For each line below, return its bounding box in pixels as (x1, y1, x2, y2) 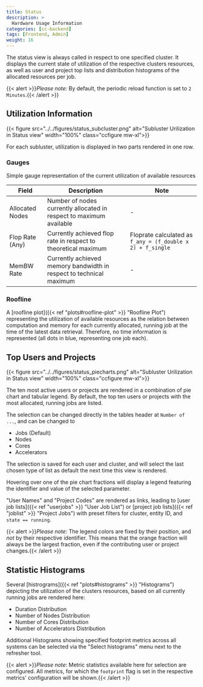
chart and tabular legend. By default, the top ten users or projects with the (6, 393, 191, 400)
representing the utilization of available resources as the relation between (6, 315, 189, 323)
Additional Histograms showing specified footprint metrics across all (6, 637, 176, 644)
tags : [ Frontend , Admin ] (6, 32, 69, 38)
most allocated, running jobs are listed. (6, 400, 103, 407)
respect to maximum (47, 212, 106, 220)
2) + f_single (129, 244, 170, 252)
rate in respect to (47, 237, 95, 246)
